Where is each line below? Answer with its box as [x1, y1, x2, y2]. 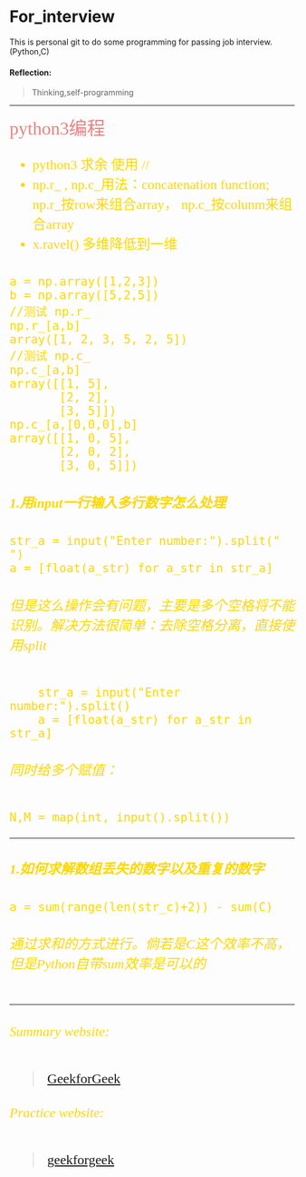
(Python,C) [9, 45, 50, 56]
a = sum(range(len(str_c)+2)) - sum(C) [9, 899, 273, 915]
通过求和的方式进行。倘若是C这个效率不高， [9, 936, 292, 953]
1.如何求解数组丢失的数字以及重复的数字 [9, 861, 264, 877]
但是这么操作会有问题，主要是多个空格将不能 [9, 598, 295, 614]
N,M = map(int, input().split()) [9, 810, 231, 826]
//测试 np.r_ [9, 304, 91, 320]
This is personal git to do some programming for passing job [9, 36, 235, 47]
